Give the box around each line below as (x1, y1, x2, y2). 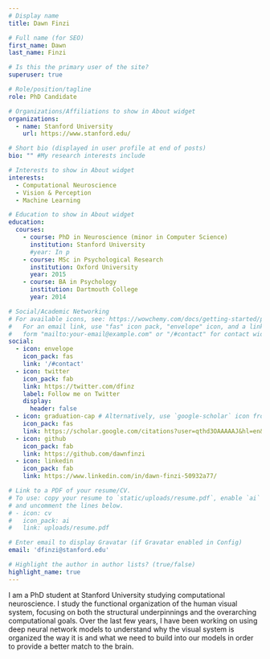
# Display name (8, 11, 59, 20)
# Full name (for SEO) (8, 34, 84, 42)
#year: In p (29, 248, 70, 256)
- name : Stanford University (15, 122, 113, 130)
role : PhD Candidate (8, 93, 78, 101)
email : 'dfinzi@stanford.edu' (8, 546, 110, 554)
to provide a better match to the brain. (8, 641, 134, 651)
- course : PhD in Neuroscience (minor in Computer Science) (22, 233, 228, 241)
